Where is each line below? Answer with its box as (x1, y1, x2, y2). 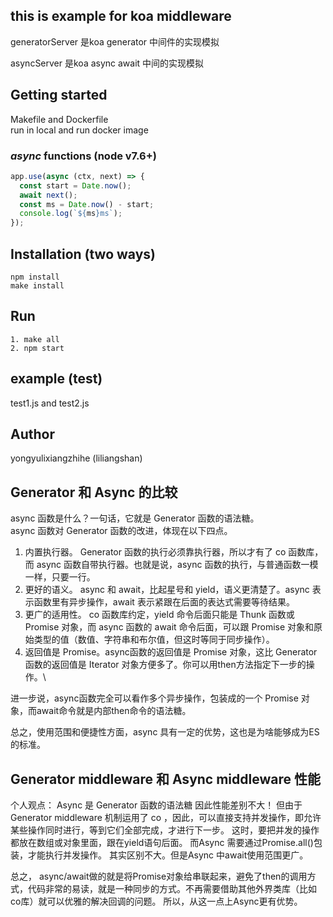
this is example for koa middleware (10, 8, 232, 25)
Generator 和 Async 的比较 (10, 484, 178, 501)
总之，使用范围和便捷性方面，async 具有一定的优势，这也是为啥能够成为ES (10, 726, 320, 738)
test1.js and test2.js (10, 397, 90, 409)
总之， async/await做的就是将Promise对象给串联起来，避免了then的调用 (10, 870, 308, 883)
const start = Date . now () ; (19, 180, 132, 191)
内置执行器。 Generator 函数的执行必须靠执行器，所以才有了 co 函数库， (24, 546, 324, 558)
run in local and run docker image (10, 124, 149, 136)
